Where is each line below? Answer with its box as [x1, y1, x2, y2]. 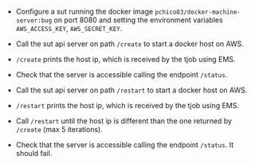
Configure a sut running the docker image [15, 7, 154, 16]
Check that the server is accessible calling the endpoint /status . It [15, 140, 233, 150]
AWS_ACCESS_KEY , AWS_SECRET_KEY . [15, 24, 123, 33]
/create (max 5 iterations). [15, 125, 104, 134]
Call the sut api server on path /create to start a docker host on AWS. [15, 39, 245, 49]
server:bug [15, 17, 53, 25]
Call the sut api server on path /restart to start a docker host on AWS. [15, 85, 248, 95]
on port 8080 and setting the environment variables [53, 15, 223, 25]
